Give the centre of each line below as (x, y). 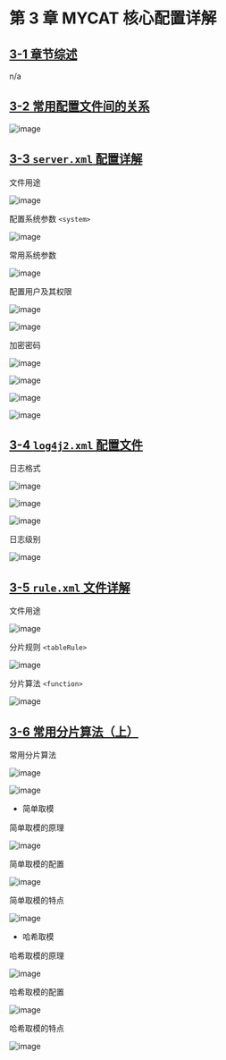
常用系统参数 (33, 255)
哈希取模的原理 (37, 956)
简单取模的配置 (37, 864)
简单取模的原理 (37, 827)
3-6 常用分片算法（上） (74, 731)
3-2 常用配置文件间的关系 (80, 107)
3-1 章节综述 (43, 54)
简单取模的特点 (37, 901)
